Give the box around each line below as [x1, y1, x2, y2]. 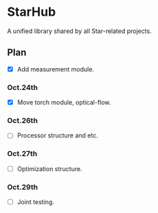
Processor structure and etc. [16, 131, 98, 139]
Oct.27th [7, 149, 38, 159]
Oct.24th [7, 82, 38, 92]
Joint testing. [16, 198, 55, 206]
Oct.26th [7, 116, 38, 126]
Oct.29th [7, 182, 38, 192]
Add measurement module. [16, 65, 95, 73]
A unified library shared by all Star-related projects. [7, 27, 153, 35]
